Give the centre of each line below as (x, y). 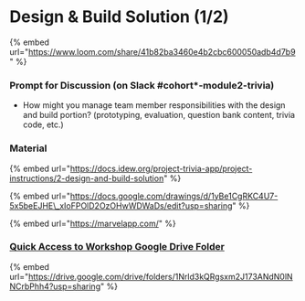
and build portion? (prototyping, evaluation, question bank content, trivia (158, 115)
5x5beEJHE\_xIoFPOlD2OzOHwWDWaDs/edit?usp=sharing (121, 205)
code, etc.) (43, 124)
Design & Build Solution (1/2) (120, 17)
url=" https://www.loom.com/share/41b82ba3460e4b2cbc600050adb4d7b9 (152, 51)
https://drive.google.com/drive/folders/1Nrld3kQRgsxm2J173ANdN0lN (161, 276)
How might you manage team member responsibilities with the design (154, 105)
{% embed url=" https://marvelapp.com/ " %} (93, 223)
